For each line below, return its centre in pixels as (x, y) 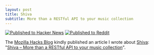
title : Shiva (19, 14)
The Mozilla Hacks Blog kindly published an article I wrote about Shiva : (77, 42)
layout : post (19, 10)
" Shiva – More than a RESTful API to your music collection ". (65, 48)
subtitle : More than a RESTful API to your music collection (69, 19)
